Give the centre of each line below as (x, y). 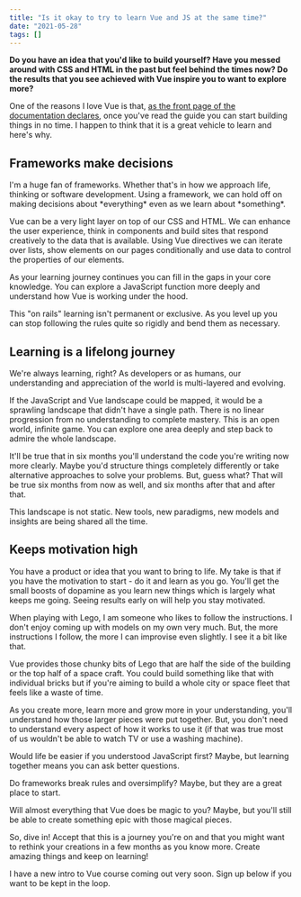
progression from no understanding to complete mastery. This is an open (145, 419)
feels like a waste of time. (57, 692)
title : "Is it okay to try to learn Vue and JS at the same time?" (138, 18)
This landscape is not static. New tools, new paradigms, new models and (144, 512)
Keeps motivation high (74, 550)
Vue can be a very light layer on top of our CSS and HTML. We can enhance (150, 222)
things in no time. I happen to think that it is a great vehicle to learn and (141, 125)
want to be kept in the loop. (60, 883)
